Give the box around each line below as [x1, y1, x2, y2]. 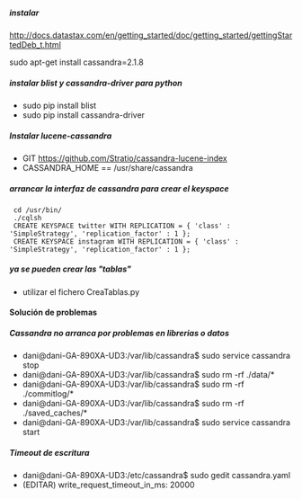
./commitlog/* [22, 388, 75, 399]
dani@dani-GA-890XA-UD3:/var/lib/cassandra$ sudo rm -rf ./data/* [22, 370, 275, 380]
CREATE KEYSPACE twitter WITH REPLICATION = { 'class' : [13, 221, 231, 230]
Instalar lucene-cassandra [9, 130, 112, 141]
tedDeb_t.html [9, 39, 61, 49]
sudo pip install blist [22, 100, 97, 111]
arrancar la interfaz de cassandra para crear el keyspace [9, 183, 229, 193]
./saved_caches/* [22, 407, 88, 418]
